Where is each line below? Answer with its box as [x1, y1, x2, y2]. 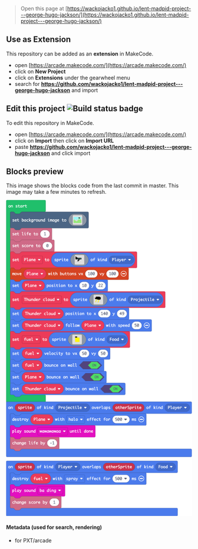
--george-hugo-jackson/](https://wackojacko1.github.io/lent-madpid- [20, 11, 189, 18]
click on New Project [14, 68, 66, 75]
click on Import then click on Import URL [14, 137, 114, 144]
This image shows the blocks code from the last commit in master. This [6, 182, 179, 189]
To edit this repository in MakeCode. [6, 119, 94, 126]
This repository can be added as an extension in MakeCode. [6, 50, 154, 57]
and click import [51, 150, 91, 157]
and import [71, 87, 98, 94]
